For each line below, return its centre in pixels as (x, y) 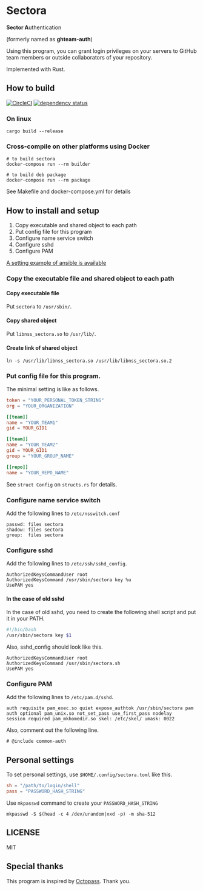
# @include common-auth (36, 742)
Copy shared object (32, 320)
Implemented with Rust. (36, 69)
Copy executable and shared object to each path (76, 225)
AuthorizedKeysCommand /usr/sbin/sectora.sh (63, 664)
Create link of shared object (42, 348)
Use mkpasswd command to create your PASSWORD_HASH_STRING (82, 803)
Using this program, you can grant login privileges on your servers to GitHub (101, 51)
